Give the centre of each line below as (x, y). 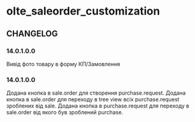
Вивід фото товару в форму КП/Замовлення (63, 64)
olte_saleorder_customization (83, 11)
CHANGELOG (32, 34)
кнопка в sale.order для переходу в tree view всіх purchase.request (93, 100)
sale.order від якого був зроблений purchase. (65, 112)
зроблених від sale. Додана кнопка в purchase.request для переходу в (98, 106)
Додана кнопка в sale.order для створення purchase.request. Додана (96, 93)
